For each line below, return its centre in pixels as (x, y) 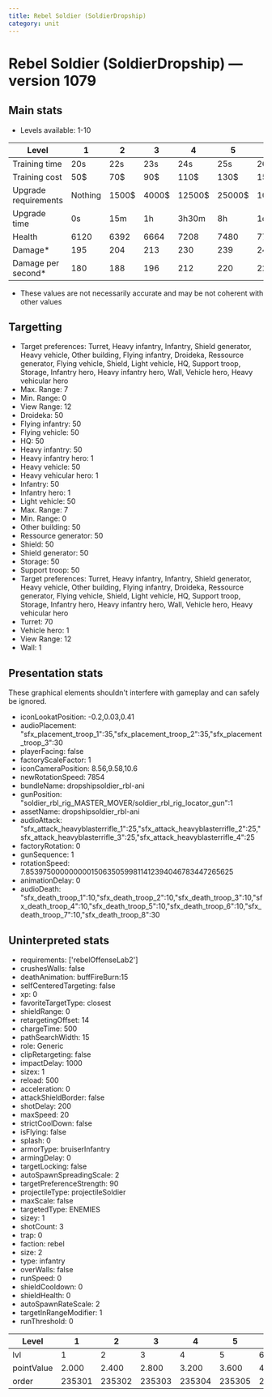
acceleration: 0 (45, 1088)
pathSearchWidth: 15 (55, 1037)
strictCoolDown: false (56, 1123)
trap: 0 (31, 1235)
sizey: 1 (32, 1218)
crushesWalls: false (52, 968)
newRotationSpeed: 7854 (62, 777)
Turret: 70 (36, 622)
